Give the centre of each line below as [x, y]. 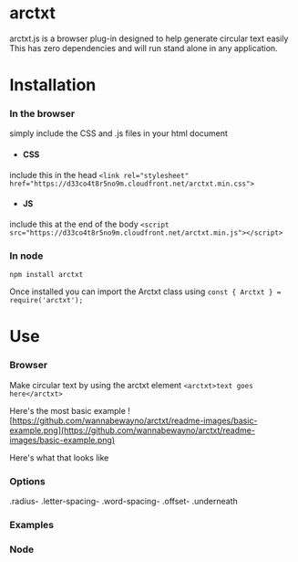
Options [27, 481]
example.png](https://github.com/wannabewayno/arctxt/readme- [132, 430]
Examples [32, 525]
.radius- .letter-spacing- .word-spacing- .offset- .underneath [124, 501]
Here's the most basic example [67, 410]
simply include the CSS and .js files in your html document [118, 133]
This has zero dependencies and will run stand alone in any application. [144, 48]
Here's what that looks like [59, 457]
